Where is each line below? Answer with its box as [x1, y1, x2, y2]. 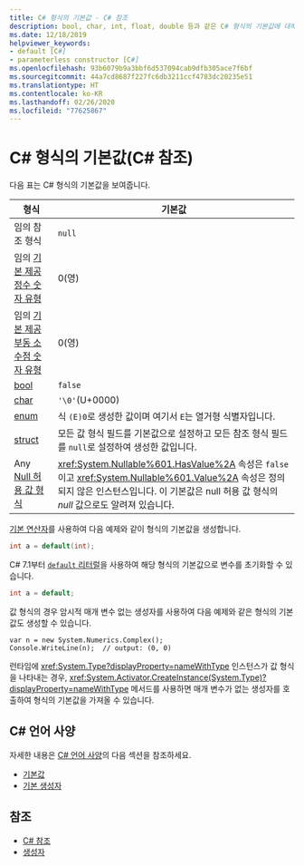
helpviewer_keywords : [9, 38, 91, 48]
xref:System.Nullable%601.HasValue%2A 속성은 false [57, 458, 290, 471]
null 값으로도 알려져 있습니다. [57, 499, 175, 511]
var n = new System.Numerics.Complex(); [9, 636, 165, 645]
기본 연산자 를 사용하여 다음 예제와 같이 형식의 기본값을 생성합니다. [9, 523, 242, 535]
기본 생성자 [22, 780, 62, 791]
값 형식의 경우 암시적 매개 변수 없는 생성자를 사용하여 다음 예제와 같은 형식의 [9, 606, 278, 617]
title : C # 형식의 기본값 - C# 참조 [9, 13, 128, 23]
